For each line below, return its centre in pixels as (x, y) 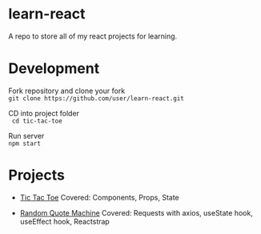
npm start (25, 143)
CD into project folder (44, 113)
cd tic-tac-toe (37, 121)
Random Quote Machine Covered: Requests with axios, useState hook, (137, 212)
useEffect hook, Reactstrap (64, 221)
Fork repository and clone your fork (67, 91)
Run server (26, 135)
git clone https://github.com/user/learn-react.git (96, 98)
